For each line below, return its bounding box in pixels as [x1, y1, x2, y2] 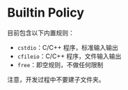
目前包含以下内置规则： [7, 28, 74, 37]
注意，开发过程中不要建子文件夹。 [7, 75, 105, 84]
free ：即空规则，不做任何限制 [17, 60, 104, 69]
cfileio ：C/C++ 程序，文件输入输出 [17, 52, 122, 60]
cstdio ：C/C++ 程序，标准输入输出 [17, 43, 118, 51]
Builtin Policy [7, 5, 85, 21]
